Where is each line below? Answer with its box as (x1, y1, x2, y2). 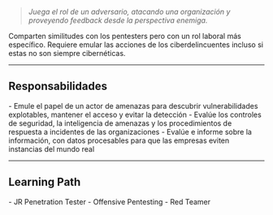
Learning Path (8, 175, 81, 189)
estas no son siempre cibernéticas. (8, 49, 126, 58)
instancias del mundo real (8, 144, 95, 153)
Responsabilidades (8, 80, 108, 93)
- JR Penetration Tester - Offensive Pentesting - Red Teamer (8, 196, 211, 206)
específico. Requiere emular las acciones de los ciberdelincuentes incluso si (8, 40, 264, 49)
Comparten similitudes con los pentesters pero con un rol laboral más (8, 32, 241, 41)
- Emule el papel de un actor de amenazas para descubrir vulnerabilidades (8, 101, 258, 110)
